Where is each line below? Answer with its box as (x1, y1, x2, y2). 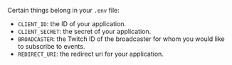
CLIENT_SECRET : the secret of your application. (17, 28, 152, 35)
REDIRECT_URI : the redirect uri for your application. (17, 49, 164, 58)
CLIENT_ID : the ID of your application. (17, 20, 127, 28)
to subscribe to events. (17, 42, 85, 50)
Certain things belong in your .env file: (7, 6, 120, 14)
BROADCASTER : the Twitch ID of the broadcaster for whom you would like (17, 35, 226, 43)
